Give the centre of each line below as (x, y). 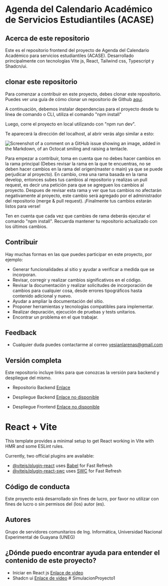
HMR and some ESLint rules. (34, 446)
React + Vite (31, 427)
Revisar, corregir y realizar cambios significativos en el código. (77, 280)
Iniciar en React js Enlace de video (48, 572)
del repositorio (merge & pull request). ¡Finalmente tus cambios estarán (78, 200)
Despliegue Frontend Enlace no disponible (56, 407)
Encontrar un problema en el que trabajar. (55, 317)
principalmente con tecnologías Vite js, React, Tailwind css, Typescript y (79, 61)
